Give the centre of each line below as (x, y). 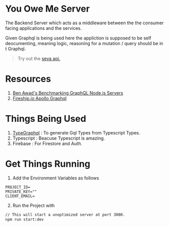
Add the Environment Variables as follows (56, 178)
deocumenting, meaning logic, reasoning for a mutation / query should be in (84, 43)
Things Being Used (46, 119)
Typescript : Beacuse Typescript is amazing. (59, 138)
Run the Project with (34, 205)
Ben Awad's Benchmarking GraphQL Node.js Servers (68, 93)
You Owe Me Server (47, 9)
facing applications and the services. (44, 28)
